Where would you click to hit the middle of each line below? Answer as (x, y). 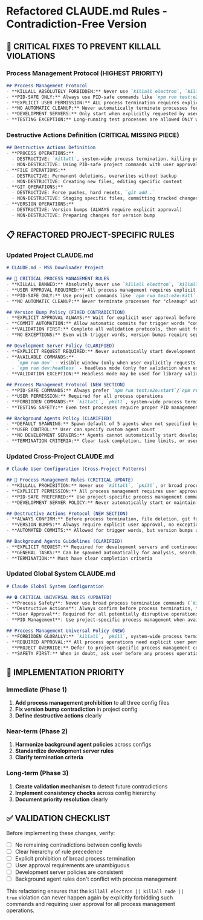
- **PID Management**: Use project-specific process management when (96, 620)
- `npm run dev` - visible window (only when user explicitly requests (104, 363)
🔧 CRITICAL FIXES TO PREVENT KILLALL (84, 46)
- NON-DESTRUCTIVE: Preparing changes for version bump (83, 215)
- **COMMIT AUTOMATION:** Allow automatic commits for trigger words (96, 324)
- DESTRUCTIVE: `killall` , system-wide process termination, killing (101, 159)
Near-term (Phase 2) (37, 731)
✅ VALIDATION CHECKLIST (58, 818)
